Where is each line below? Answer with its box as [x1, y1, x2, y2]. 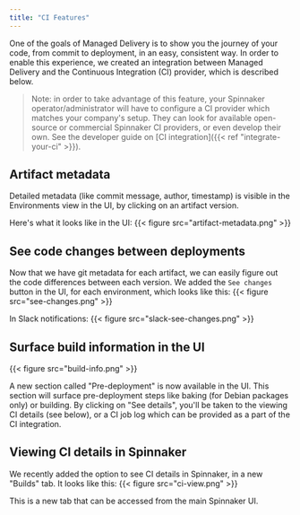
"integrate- [240, 131, 281, 142]
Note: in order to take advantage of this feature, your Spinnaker [30, 93, 266, 104]
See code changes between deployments [9, 243, 246, 258]
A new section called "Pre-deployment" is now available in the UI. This [9, 380, 270, 391]
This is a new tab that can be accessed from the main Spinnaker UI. [9, 495, 259, 506]
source [30, 122, 58, 133]
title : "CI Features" [9, 13, 90, 22]
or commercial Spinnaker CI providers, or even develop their [58, 122, 282, 133]
